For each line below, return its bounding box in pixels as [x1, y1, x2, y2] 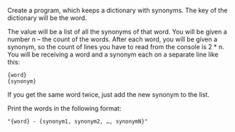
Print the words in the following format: [7, 104, 122, 113]
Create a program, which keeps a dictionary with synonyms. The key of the [7, 6, 228, 14]
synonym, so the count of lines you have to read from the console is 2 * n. [7, 43, 224, 51]
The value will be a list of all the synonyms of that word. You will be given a [7, 28, 228, 36]
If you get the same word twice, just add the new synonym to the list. [7, 91, 210, 98]
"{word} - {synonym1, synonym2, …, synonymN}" [7, 118, 148, 125]
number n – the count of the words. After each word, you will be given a [7, 35, 218, 44]
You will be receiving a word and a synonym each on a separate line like [7, 50, 219, 59]
